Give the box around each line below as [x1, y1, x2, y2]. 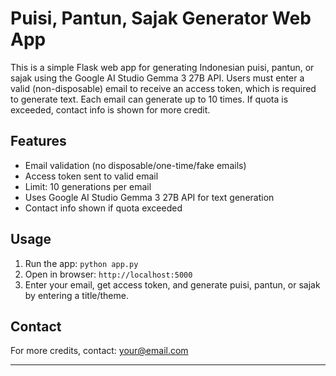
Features [10, 133, 67, 150]
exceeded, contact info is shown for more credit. [10, 103, 211, 116]
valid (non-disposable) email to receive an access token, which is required [10, 82, 317, 94]
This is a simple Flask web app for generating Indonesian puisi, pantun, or [10, 61, 315, 73]
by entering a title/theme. [24, 289, 129, 301]
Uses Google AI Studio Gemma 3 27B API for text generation [24, 191, 275, 203]
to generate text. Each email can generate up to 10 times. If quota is [10, 93, 289, 105]
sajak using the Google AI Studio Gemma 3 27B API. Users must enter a [10, 72, 305, 84]
